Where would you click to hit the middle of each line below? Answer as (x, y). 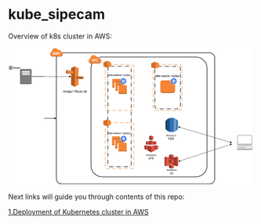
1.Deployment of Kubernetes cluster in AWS (78, 211)
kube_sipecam (57, 14)
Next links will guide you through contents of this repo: (96, 197)
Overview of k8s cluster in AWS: (60, 36)
